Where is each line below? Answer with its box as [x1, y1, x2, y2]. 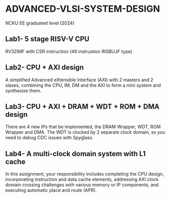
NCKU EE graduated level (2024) [5, 20, 75, 26]
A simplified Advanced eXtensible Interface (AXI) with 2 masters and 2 [5, 77, 154, 83]
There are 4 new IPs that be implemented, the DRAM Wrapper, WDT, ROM [5, 123, 161, 130]
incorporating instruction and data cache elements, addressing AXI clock [5, 177, 159, 183]
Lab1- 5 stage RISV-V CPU [5, 35, 89, 43]
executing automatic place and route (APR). [5, 187, 97, 193]
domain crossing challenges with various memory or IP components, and [5, 182, 159, 188]
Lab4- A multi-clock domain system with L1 [5, 149, 146, 158]
